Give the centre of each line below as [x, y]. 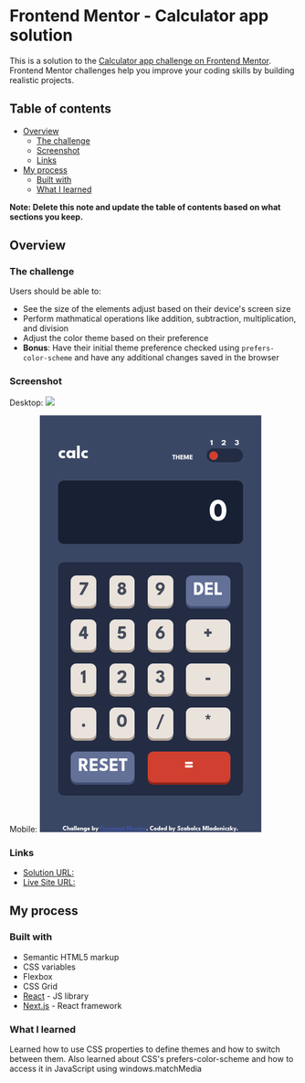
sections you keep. [47, 217]
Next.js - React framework [72, 1005]
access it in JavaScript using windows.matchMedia [106, 1069]
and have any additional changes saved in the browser [177, 358]
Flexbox [37, 976]
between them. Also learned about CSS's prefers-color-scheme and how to [152, 1059]
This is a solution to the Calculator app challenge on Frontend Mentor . [141, 60]
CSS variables [49, 967]
